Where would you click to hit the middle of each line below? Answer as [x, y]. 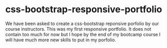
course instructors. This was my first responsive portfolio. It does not [78, 29]
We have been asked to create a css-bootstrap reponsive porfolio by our [82, 23]
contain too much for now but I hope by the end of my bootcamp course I [83, 34]
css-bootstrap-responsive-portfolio [84, 9]
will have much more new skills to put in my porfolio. [61, 40]
